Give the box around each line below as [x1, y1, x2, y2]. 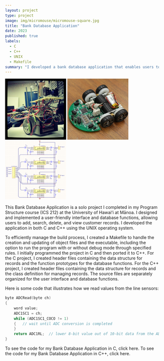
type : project [5, 13, 34, 18]
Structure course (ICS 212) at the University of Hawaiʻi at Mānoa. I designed [5, 210, 158, 216]
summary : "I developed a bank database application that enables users [5, 64, 154, 69]
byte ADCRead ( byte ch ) [5, 296, 51, 301]
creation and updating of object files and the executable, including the [5, 240, 146, 246]
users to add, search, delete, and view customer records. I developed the [5, 220, 152, 226]
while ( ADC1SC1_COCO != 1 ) [14, 316, 69, 321]
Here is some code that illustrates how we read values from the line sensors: [5, 285, 159, 291]
